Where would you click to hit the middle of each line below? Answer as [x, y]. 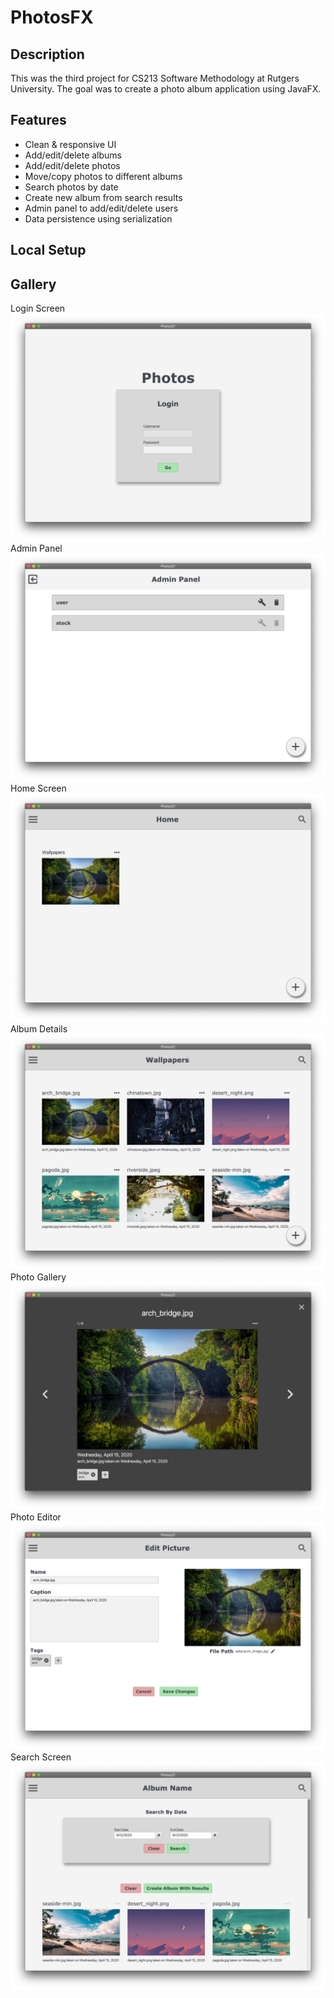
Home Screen [38, 788]
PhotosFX [52, 17]
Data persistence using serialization [98, 218]
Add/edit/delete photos [72, 165]
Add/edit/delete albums [73, 155]
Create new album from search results [103, 197]
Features [38, 120]
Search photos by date [71, 187]
